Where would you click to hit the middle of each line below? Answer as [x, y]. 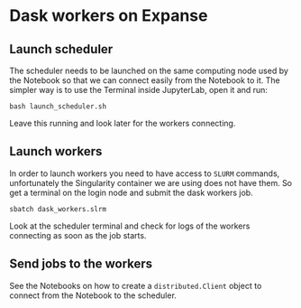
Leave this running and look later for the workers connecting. [123, 123]
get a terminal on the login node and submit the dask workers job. [132, 192]
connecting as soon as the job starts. [78, 235]
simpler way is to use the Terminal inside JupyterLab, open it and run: [139, 90]
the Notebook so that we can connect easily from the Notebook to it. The [145, 80]
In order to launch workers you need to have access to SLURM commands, [145, 173]
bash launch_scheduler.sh [58, 107]
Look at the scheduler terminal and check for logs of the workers [130, 226]
